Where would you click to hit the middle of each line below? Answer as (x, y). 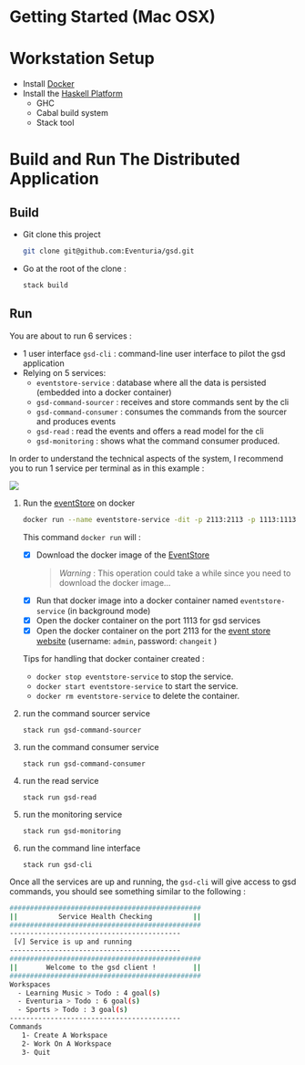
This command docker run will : (81, 537)
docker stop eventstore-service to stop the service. (135, 676)
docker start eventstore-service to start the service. (137, 685)
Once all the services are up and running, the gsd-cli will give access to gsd (153, 882)
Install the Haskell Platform (72, 94)
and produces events (76, 421)
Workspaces (30, 984)
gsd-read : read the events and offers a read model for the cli (150, 431)
